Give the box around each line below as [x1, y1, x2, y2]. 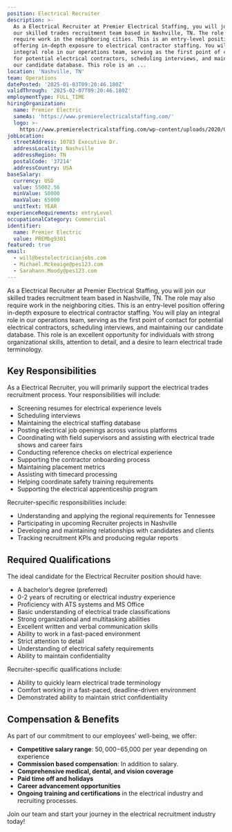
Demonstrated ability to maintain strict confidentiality [17, 693, 168, 702]
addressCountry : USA [13, 164, 72, 172]
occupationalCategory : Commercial [7, 216, 107, 223]
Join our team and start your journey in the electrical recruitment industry [7, 810, 216, 818]
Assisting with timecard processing [17, 470, 117, 479]
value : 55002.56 [13, 184, 60, 191]
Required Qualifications [7, 554, 111, 566]
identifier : [7, 222, 41, 229]
